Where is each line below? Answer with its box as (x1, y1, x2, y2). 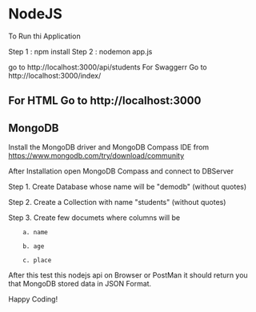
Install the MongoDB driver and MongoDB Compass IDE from (8, 142, 210, 152)
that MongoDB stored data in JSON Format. (8, 279, 152, 289)
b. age (22, 242, 45, 250)
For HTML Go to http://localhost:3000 (8, 94, 202, 108)
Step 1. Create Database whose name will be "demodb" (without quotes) (8, 182, 247, 192)
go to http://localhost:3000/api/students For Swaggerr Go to (8, 62, 208, 72)
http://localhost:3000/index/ (8, 70, 102, 80)
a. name (22, 229, 48, 237)
